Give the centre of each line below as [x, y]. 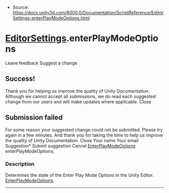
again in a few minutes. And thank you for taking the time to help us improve [84, 135]
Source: [21, 7]
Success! [20, 79]
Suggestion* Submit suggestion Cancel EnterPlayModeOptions [70, 146]
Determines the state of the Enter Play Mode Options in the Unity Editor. [79, 175]
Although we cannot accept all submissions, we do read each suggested [80, 96]
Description [20, 164]
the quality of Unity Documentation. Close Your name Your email [72, 140]
